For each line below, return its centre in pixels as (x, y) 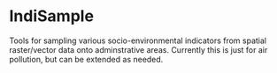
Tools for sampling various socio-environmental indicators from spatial (138, 40)
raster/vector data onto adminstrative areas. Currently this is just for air (138, 49)
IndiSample (52, 16)
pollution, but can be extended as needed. (86, 59)
